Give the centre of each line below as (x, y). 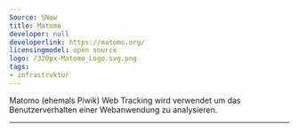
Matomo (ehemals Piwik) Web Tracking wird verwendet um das (125, 100)
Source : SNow (33, 17)
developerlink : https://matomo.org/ (77, 42)
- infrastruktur (39, 75)
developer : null (39, 34)
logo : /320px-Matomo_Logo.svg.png (73, 58)
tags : (19, 67)
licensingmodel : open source (63, 50)
